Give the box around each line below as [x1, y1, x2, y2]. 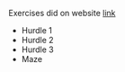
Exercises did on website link [8, 8, 116, 18]
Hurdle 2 [21, 35, 55, 45]
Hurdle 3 [21, 44, 55, 55]
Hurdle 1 [21, 25, 53, 35]
